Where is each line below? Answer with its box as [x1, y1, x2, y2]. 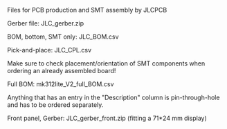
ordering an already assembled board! [7, 67, 116, 75]
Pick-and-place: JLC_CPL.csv [7, 46, 92, 54]
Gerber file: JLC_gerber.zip [7, 19, 84, 27]
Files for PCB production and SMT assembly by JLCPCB [7, 6, 167, 14]
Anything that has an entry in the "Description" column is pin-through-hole [7, 93, 220, 101]
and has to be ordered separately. [7, 101, 104, 109]
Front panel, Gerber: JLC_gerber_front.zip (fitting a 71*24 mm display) [7, 114, 208, 122]
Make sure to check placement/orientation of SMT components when [7, 59, 206, 68]
